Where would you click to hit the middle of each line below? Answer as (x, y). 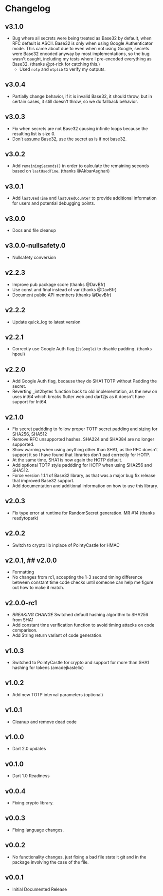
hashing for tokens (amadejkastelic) (48, 667)
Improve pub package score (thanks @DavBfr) (59, 284)
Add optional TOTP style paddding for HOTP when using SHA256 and (82, 465)
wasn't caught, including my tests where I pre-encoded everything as (82, 59)
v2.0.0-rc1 (21, 603)
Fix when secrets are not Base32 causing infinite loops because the (80, 128)
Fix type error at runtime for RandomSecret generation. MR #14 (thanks (83, 513)
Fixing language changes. (38, 830)
